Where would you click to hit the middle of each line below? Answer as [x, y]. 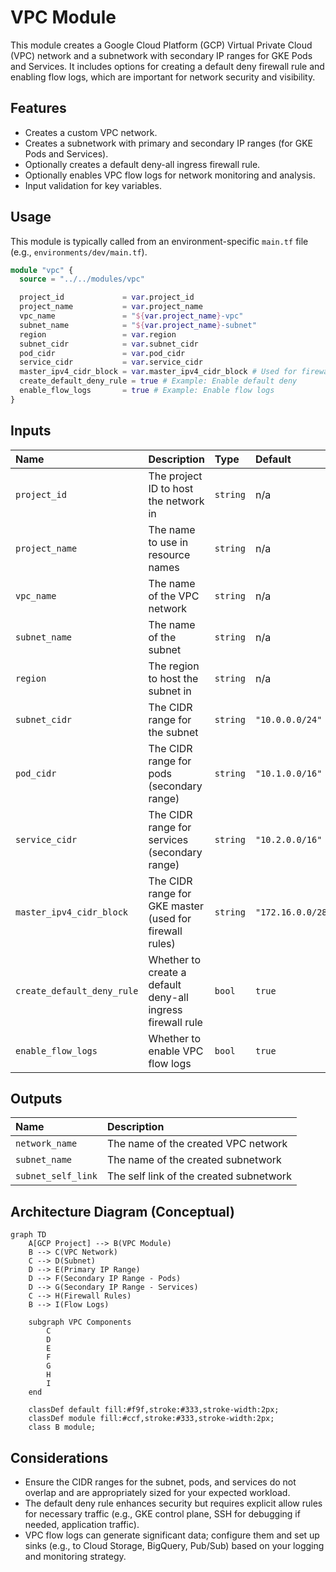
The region [174, 666]
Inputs [31, 431]
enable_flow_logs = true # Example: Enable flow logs [147, 391]
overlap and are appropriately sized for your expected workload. [157, 1493]
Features [38, 108]
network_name [46, 1144]
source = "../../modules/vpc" [82, 279]
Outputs [36, 1099]
